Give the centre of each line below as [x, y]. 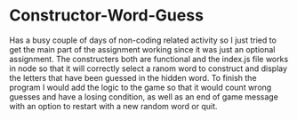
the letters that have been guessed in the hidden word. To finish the [133, 77]
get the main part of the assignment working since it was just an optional [142, 49]
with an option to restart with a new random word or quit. [113, 106]
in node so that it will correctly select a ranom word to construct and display [148, 68]
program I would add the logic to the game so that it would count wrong [140, 87]
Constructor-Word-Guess [107, 16]
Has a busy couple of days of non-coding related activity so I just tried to [143, 40]
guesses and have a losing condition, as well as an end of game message [144, 96]
